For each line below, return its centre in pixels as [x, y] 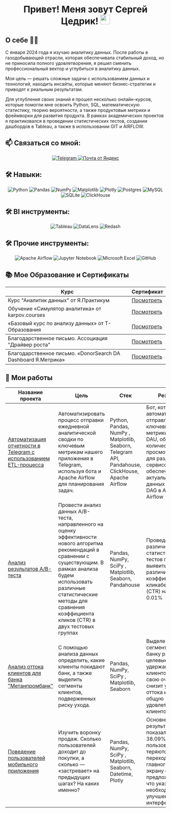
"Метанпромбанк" [31, 686]
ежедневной [74, 426]
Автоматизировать [82, 413]
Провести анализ [80, 505]
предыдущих [74, 777]
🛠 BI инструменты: [38, 212]
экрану [155, 771]
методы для [73, 600]
